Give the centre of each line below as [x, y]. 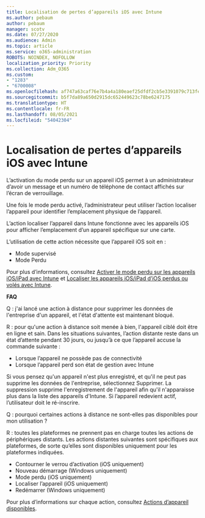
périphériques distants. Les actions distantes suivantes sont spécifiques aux [102, 439]
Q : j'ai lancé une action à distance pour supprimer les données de [90, 309]
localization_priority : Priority [49, 63]
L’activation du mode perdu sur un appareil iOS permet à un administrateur [100, 180]
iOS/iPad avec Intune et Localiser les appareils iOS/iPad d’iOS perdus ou [97, 278]
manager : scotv [26, 29]
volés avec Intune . [29, 285]
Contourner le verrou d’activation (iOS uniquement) [80, 464]
